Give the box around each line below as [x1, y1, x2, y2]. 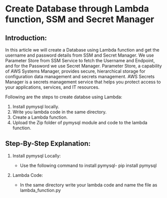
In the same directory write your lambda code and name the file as [20, 181, 157, 188]
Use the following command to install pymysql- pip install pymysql [20, 162, 157, 168]
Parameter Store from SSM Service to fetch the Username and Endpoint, [5, 58, 155, 63]
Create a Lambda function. [12, 114, 68, 120]
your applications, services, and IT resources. [5, 84, 100, 90]
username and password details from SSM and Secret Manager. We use [5, 52, 154, 58]
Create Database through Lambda [5, 3, 149, 15]
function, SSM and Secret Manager [5, 14, 154, 25]
